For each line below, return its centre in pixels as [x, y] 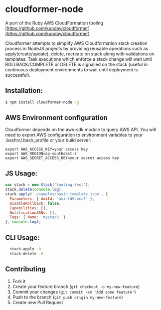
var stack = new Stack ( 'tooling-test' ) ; [48, 185]
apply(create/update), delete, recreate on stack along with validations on [80, 54]
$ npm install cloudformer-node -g [42, 102]
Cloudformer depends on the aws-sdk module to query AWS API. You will [80, 130]
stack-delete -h [26, 253]
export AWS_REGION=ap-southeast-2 [41, 154]
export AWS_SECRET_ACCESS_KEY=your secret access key [62, 158]
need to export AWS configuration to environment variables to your [74, 135]
